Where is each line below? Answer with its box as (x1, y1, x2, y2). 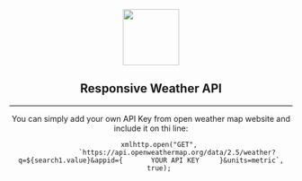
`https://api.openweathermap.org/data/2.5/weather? (78, 148, 276, 157)
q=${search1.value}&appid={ (17, 156, 123, 165)
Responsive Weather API (80, 81, 222, 97)
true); (147, 163, 172, 173)
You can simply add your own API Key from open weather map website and (12, 113, 290, 124)
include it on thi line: (113, 123, 189, 134)
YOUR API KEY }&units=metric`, (150, 156, 285, 165)
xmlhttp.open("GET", (120, 140, 198, 149)
